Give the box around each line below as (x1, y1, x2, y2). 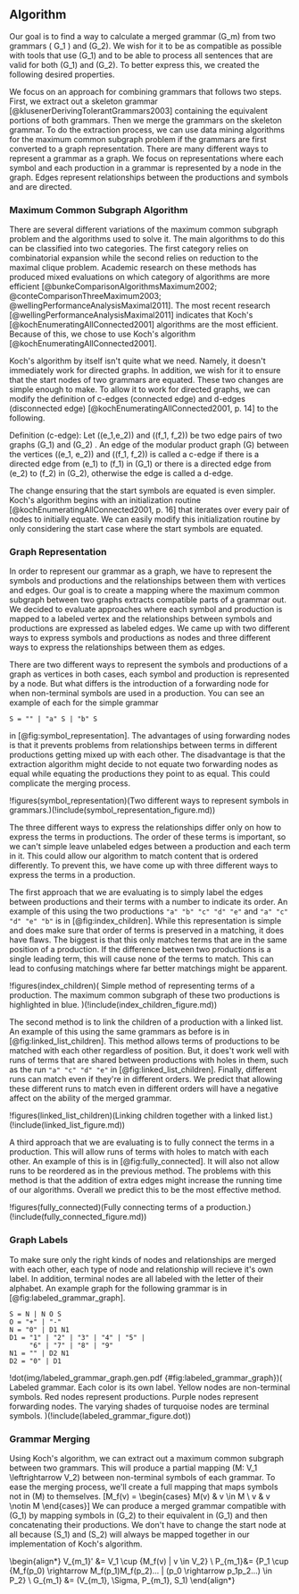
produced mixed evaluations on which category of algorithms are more (9, 272, 270, 283)
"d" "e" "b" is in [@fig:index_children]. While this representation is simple (9, 916, 282, 926)
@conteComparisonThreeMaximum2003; (9, 291, 162, 302)
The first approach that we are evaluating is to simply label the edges (9, 887, 263, 898)
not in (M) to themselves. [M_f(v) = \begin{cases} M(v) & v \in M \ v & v (9, 1491, 270, 1502)
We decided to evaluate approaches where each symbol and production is (9, 604, 283, 615)
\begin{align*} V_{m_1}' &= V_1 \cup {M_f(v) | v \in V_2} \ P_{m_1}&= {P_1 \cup (9, 1556, 289, 1566)
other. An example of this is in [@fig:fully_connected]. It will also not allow (9, 1156, 279, 1167)
